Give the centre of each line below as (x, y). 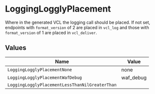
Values (16, 48)
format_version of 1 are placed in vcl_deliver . (51, 32)
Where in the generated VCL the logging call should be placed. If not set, (78, 22)
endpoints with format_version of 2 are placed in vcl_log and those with (77, 27)
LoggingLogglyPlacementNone (40, 70)
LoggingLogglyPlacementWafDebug (45, 78)
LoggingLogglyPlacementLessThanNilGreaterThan (62, 85)
